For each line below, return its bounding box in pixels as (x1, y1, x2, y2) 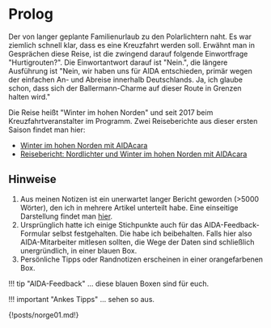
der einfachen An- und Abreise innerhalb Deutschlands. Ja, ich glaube (8, 75, 243, 84)
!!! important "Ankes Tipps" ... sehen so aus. (8, 294, 155, 304)
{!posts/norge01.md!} (8, 309, 79, 320)
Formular (19, 228, 51, 238)
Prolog (8, 5, 54, 23)
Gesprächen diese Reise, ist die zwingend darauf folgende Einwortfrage (8, 49, 248, 58)
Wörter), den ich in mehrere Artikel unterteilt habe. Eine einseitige (19, 202, 239, 212)
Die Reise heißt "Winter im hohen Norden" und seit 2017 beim (8, 107, 214, 117)
